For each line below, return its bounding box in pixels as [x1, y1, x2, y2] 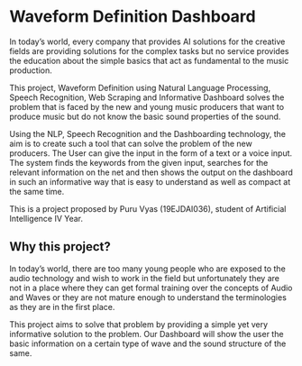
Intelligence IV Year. [9, 213, 84, 224]
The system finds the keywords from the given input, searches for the [9, 157, 269, 168]
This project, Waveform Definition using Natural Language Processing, [9, 82, 271, 93]
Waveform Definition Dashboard [9, 6, 256, 27]
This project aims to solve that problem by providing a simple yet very [9, 318, 269, 330]
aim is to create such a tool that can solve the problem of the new [9, 138, 252, 149]
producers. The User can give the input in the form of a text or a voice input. [9, 147, 293, 159]
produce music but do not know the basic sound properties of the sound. [9, 111, 281, 122]
